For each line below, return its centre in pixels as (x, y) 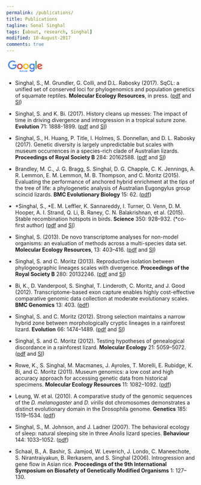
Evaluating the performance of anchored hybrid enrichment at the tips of (105, 182)
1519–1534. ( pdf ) (35, 415)
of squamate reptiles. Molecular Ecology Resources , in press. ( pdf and (103, 96)
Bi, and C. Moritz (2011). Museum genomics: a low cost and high (94, 372)
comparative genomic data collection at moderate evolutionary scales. (102, 299)
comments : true (25, 44)
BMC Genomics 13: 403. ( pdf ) (52, 305)
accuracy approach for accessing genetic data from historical (91, 378)
